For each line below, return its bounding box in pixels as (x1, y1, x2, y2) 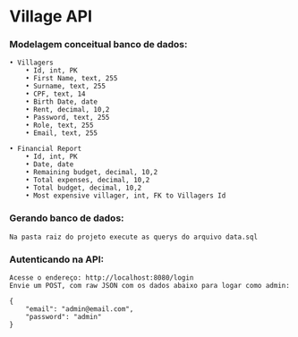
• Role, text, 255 (25, 121, 94, 131)
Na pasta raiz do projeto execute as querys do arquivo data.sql (9, 232, 258, 241)
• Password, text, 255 (25, 114, 110, 122)
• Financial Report (9, 145, 82, 154)
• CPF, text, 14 (25, 89, 87, 99)
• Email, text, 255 (25, 129, 98, 138)
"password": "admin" (25, 313, 102, 322)
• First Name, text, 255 (25, 74, 118, 83)
